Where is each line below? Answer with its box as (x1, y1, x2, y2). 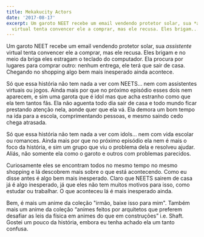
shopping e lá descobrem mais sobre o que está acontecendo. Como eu (6, 168, 187, 176)
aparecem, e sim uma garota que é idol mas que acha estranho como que (6, 93, 191, 100)
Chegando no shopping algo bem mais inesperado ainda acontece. (6, 68, 174, 76)
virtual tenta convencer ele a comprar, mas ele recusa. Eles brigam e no (6, 49, 186, 57)
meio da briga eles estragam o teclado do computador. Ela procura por (6, 55, 183, 63)
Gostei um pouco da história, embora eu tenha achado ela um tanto (6, 219, 175, 226)
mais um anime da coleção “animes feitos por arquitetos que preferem (6, 206, 182, 213)
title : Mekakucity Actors (6, 9, 72, 15)
